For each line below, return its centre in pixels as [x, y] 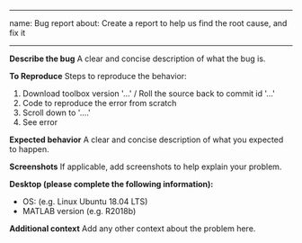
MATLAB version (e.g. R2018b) [79, 211]
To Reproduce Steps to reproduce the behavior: [98, 76]
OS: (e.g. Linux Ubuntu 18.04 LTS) [85, 202]
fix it [18, 33]
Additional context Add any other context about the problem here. [133, 229]
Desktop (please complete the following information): [111, 184]
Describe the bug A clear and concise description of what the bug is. [138, 58]
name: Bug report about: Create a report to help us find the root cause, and [148, 23]
